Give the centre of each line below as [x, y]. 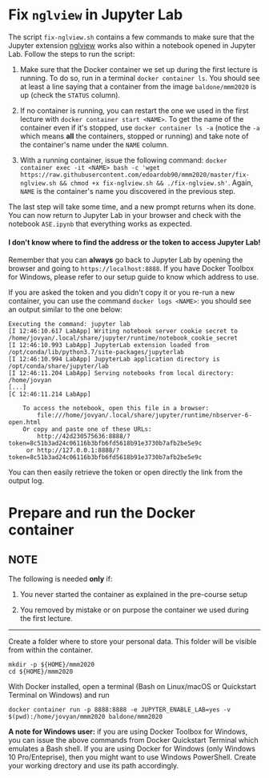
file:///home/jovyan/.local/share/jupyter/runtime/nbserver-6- [145, 415]
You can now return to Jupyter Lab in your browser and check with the [125, 215]
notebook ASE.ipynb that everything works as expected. [100, 224]
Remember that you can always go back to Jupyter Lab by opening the [126, 260]
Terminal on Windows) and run [59, 695]
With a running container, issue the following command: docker [124, 160]
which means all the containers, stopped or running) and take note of [134, 136]
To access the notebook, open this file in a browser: [116, 409]
